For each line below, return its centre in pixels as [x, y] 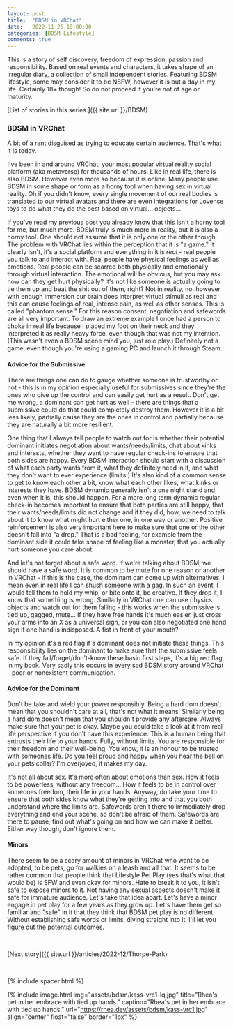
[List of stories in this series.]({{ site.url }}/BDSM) [78, 110]
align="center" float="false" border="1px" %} [72, 1017]
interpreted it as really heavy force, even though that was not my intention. [114, 334]
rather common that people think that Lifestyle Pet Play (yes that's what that [116, 875]
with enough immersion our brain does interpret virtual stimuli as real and [112, 297]
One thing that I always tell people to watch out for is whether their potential [116, 438]
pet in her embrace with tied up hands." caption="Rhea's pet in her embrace [116, 1002]
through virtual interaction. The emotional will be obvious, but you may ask [114, 274]
